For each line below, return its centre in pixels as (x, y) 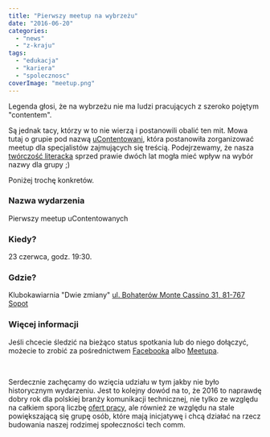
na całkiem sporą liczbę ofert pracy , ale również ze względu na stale (121, 407)
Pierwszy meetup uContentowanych (68, 218)
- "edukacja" (37, 61)
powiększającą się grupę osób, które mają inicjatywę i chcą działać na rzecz (135, 416)
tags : (17, 53)
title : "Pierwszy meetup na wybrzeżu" (73, 16)
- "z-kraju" (36, 46)
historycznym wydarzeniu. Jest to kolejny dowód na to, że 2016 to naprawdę (135, 390)
